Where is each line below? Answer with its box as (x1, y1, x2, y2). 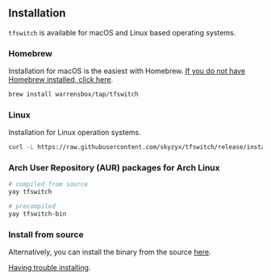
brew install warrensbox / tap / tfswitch (8, 90, 139, 99)
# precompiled (8, 203, 56, 211)
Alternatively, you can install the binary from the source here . (8, 247, 211, 257)
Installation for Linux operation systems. (8, 128, 141, 138)
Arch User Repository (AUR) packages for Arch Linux (8, 163, 220, 174)
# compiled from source (8, 180, 89, 188)
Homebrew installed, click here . (8, 75, 114, 84)
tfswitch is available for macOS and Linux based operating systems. (8, 27, 236, 37)
